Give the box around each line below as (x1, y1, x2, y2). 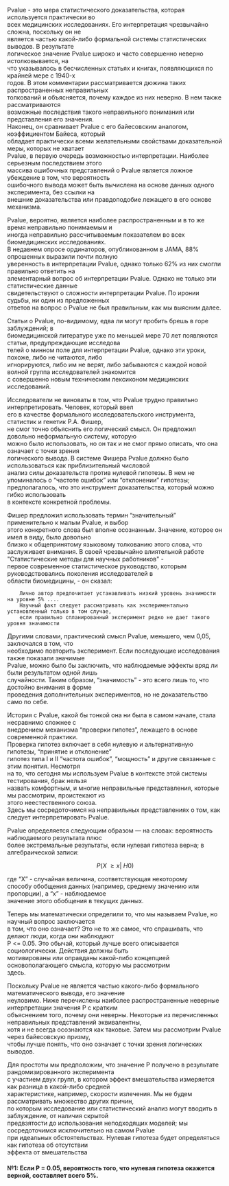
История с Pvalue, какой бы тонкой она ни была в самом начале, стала (7, 711, 216, 719)
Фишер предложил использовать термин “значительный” (7, 511, 177, 519)
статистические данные (7, 281, 78, 290)
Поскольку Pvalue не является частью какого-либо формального (7, 981, 200, 990)
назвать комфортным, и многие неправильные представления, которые (7, 784, 219, 792)
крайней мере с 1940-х (7, 71, 75, 80)
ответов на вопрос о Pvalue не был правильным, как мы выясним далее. (7, 303, 221, 312)
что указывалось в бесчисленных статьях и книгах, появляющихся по (7, 65, 214, 72)
